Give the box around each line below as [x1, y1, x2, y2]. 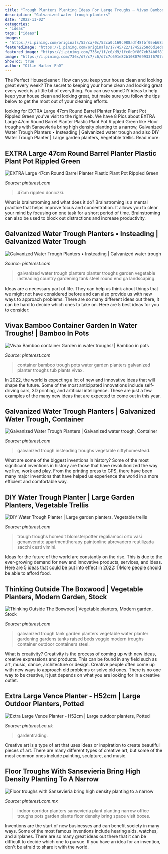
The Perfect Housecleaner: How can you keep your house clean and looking [5, 77, 162, 83]
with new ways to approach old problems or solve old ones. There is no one [5, 667, 161, 673]
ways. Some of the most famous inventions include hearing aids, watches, [5, 828, 158, 834]
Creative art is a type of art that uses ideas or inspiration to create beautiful [5, 742, 160, 748]
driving [5, 387, 20, 393]
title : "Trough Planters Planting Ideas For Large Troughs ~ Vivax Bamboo [5, 7, 164, 13]
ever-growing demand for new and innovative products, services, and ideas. [5, 559, 162, 565]
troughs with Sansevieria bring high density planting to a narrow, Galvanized [5, 124, 162, 130]
